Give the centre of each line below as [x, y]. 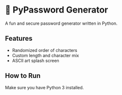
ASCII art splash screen [35, 61]
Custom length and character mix [45, 55]
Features [19, 39]
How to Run [23, 76]
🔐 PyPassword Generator [57, 10]
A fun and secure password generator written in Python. [61, 23]
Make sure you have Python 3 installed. [44, 87]
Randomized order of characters [45, 50]
